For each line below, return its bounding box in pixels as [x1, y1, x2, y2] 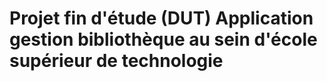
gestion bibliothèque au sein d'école [9, 28, 318, 51]
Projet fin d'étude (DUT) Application [9, 7, 314, 30]
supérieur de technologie [9, 50, 224, 72]
